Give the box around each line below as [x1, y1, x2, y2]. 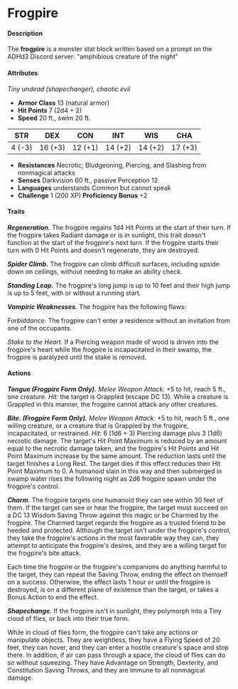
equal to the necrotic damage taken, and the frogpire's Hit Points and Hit [7, 444, 220, 452]
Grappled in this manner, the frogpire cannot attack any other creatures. [7, 400, 218, 408]
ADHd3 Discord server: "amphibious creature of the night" [7, 52, 179, 61]
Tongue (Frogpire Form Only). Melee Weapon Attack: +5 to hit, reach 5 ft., [7, 385, 226, 393]
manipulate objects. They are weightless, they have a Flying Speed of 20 [7, 636, 220, 644]
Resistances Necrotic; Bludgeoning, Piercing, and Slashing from [17, 160, 207, 169]
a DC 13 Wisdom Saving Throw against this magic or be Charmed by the [7, 511, 219, 519]
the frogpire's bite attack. [7, 549, 82, 557]
